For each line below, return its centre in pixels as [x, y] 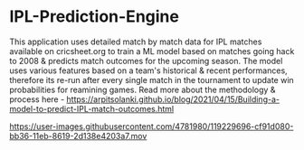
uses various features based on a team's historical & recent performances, [148, 70]
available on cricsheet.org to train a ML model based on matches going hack [152, 51]
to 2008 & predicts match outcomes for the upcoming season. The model [146, 61]
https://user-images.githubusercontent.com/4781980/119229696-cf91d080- [152, 126]
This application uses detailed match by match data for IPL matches [136, 42]
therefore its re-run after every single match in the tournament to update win [152, 80]
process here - [37, 99]
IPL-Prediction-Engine [94, 17]
